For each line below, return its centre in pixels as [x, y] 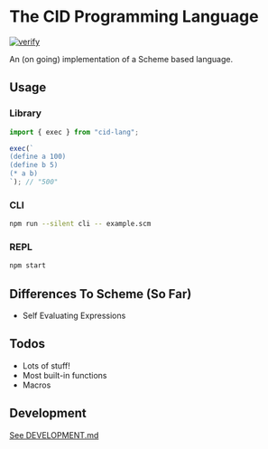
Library [26, 113]
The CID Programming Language [134, 17]
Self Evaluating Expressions [74, 316]
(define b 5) [34, 165]
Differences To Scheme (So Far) [101, 294]
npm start [28, 266]
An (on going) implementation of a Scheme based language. [121, 59]
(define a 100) [38, 157]
